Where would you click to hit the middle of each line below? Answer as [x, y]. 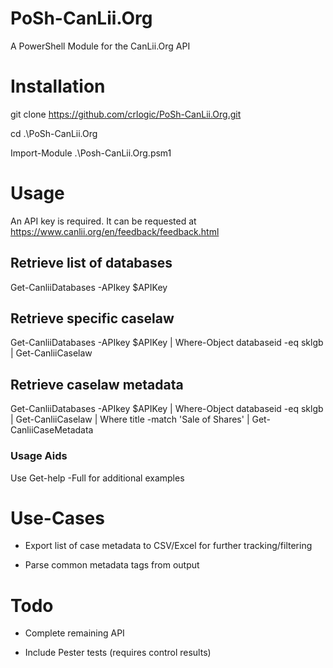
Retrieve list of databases [91, 263]
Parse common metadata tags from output [112, 565]
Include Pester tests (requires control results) [118, 653]
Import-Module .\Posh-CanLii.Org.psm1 [91, 153]
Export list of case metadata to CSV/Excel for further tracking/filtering [168, 546]
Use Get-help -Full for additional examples [97, 478]
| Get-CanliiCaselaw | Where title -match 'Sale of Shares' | [130, 419]
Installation [58, 86]
